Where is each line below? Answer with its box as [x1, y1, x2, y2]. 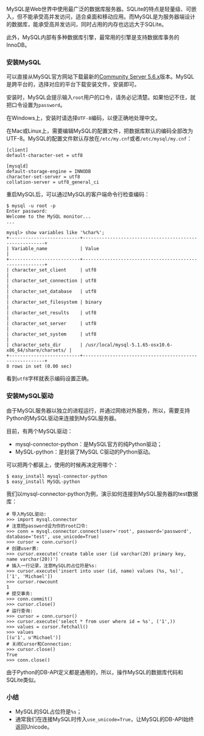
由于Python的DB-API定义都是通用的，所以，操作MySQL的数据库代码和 [6, 668, 184, 675]
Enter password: [6, 208, 47, 215]
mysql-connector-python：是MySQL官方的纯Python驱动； [15, 440, 163, 447]
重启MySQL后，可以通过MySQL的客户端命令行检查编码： [6, 191, 150, 198]
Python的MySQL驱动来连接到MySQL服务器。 [6, 414, 120, 422]
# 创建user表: [6, 545, 40, 551]
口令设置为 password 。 [11, 101, 66, 109]
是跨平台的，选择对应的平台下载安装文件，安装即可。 [6, 81, 140, 88]
